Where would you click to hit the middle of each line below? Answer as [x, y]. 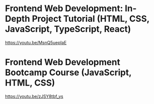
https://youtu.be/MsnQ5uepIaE [36, 42]
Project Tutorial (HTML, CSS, [91, 19]
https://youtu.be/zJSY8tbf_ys [34, 96]
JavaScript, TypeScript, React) [68, 29]
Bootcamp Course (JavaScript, [68, 73]
